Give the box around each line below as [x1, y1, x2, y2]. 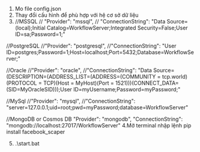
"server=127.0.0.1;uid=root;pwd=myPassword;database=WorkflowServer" [6, 104, 189, 111]
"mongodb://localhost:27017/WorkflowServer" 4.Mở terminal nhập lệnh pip [6, 122, 192, 129]
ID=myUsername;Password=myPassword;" [73, 86, 181, 93]
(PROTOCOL [6, 79, 37, 87]
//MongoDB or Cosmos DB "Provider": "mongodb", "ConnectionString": [6, 115, 183, 123]
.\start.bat [14, 140, 40, 147]
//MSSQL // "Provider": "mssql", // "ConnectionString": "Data [14, 18, 166, 25]
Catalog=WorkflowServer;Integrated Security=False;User [46, 24, 188, 31]
